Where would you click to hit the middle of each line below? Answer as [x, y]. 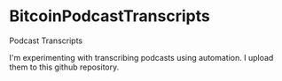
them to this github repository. [64, 67]
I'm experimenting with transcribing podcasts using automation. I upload [141, 57]
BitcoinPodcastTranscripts [110, 16]
